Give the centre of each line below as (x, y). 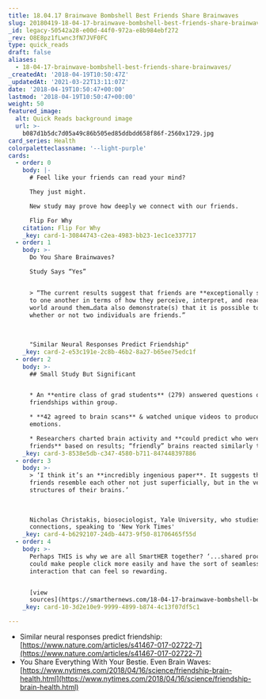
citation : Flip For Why (62, 228)
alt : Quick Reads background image (74, 119)
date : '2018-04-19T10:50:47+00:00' (67, 89)
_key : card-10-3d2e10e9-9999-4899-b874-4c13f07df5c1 (111, 607)
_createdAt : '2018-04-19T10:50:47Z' (68, 74)
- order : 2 (33, 359)
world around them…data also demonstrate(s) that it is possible (139, 307)
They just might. (58, 192)
